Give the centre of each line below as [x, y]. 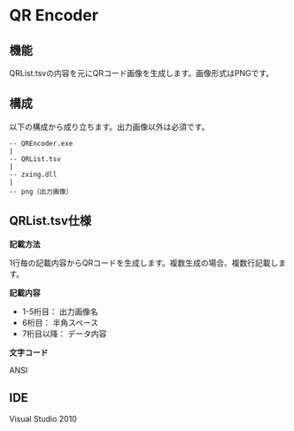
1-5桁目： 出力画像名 [60, 312]
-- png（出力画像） [41, 191]
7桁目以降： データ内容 [64, 334]
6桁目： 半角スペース [60, 322]
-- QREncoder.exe [41, 143]
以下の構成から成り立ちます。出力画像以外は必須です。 [109, 127]
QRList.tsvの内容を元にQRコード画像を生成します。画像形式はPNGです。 [142, 73]
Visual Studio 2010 [43, 419]
